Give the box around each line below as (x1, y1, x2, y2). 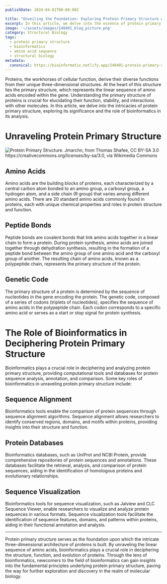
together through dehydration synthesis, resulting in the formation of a (5, 245, 150, 251)
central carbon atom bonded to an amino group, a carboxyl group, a (5, 185, 144, 191)
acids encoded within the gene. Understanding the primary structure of (5, 92, 152, 98)
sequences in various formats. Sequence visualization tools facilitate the (5, 511, 154, 517)
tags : (5, 35, 16, 40)
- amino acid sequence (9, 48, 57, 54)
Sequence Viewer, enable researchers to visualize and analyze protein (5, 506, 149, 512)
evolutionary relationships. (5, 473, 60, 479)
